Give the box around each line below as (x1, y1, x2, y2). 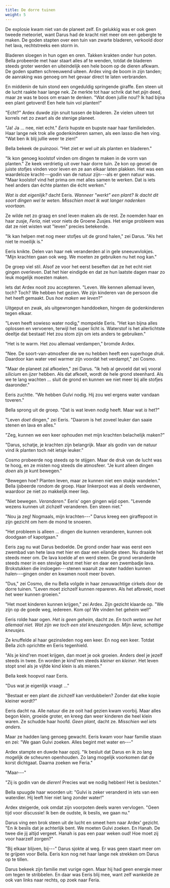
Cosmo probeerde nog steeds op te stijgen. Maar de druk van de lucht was (5, 457, 162, 463)
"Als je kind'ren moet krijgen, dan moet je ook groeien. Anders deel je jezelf (5, 652, 163, 658)
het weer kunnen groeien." (5, 591, 61, 597)
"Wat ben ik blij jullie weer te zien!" (5, 135, 78, 141)
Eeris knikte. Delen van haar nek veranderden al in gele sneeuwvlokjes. (5, 248, 154, 254)
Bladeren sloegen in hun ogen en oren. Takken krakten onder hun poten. (5, 52, 157, 58)
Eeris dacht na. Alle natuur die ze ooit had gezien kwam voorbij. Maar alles (5, 707, 161, 714)
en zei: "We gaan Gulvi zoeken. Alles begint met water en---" (5, 739, 133, 745)
